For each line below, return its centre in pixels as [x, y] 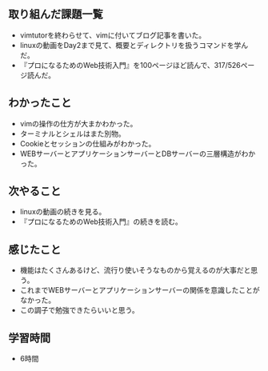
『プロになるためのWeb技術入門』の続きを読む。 [101, 221]
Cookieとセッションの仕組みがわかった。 [88, 143]
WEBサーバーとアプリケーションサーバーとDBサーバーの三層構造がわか [138, 154]
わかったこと [40, 103]
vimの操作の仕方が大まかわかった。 [78, 123]
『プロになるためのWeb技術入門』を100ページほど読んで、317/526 [130, 65]
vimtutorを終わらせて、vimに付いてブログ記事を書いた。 [113, 35]
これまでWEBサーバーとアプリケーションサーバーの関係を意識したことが [140, 290]
